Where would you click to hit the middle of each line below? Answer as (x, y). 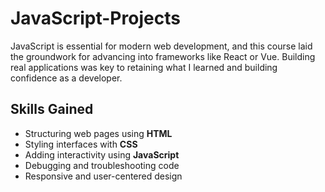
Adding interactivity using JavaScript (102, 154)
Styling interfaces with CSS (81, 144)
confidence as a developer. (66, 78)
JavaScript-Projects (95, 18)
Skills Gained (52, 109)
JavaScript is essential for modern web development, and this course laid (161, 46)
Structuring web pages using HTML (98, 133)
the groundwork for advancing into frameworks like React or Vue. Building (163, 56)
